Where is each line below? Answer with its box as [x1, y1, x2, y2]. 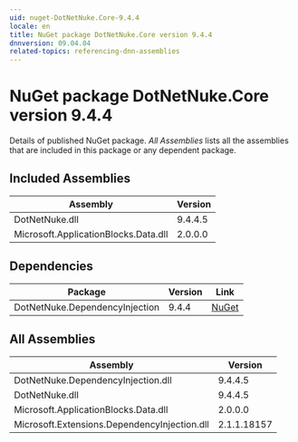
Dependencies [9, 259, 93, 274]
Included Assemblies [9, 171, 131, 187]
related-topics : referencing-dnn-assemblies [9, 47, 180, 56]
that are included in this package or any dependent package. [9, 145, 237, 156]
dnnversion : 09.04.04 [9, 38, 91, 48]
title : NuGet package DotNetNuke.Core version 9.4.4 [9, 30, 213, 39]
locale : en [9, 22, 51, 31]
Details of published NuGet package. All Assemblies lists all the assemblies [9, 135, 290, 146]
